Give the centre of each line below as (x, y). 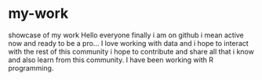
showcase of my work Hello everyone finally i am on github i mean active (126, 35)
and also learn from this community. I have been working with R (111, 60)
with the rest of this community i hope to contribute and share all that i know (131, 51)
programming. (31, 68)
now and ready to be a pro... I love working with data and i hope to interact (128, 43)
